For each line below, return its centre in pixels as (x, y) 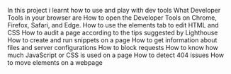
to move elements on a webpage (55, 62)
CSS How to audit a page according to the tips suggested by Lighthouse (113, 32)
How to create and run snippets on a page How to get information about (112, 40)
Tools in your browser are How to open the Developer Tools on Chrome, (112, 18)
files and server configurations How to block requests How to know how (113, 48)
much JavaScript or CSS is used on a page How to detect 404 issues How (116, 55)
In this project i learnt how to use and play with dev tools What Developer (114, 10)
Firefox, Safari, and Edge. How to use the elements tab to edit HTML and (113, 25)
